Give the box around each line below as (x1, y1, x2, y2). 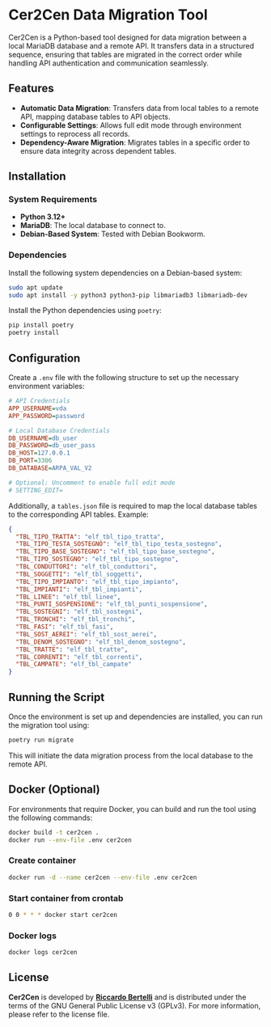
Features (8, 82, 54, 95)
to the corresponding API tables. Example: (8, 509, 149, 519)
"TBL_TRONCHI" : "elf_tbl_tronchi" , (15, 615, 136, 623)
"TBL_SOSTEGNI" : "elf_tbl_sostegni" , (15, 608, 143, 616)
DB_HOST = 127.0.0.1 (8, 449, 70, 458)
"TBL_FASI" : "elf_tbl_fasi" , (15, 623, 114, 632)
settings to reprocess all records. (19, 129, 131, 138)
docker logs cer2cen (8, 949, 78, 957)
